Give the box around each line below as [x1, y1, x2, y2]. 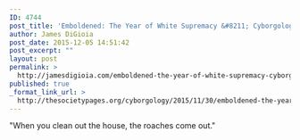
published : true [9, 79, 70, 88]
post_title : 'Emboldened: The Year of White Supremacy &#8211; [9, 21, 250, 30]
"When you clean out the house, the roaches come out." [9, 120, 216, 131]
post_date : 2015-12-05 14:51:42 [9, 37, 129, 47]
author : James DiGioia [9, 29, 94, 38]
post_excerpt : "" [9, 46, 74, 55]
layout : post [9, 54, 58, 63]
